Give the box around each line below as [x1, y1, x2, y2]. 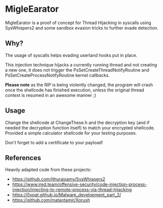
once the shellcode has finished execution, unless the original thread [5, 87, 144, 93]
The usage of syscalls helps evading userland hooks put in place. [5, 52, 137, 58]
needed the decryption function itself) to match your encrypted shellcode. [5, 124, 155, 131]
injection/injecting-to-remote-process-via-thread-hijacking [12, 187, 132, 193]
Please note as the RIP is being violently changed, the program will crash [5, 82, 153, 88]
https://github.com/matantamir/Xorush [12, 197, 90, 203]
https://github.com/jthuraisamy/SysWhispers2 [12, 176, 106, 182]
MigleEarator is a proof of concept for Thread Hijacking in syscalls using [5, 20, 151, 26]
